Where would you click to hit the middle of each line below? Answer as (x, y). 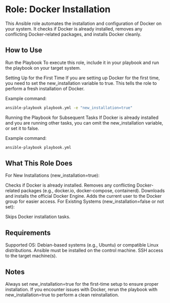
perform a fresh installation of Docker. (45, 88)
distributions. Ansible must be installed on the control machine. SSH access (84, 251)
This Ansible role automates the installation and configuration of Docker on (83, 23)
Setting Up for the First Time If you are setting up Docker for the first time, (82, 78)
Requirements (28, 233)
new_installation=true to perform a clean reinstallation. (62, 295)
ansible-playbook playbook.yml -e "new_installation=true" (69, 108)
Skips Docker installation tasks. (38, 217)
